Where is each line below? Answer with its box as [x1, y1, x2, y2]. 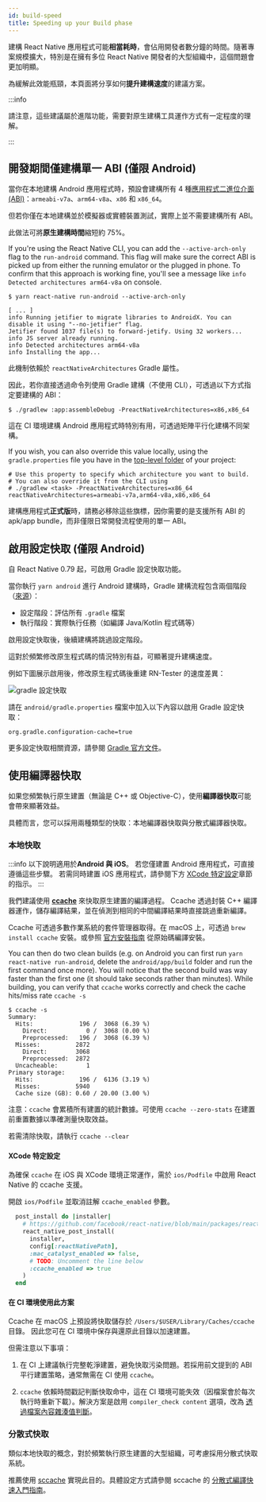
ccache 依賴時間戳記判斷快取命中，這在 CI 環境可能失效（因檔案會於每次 [19, 1387, 256, 1396]
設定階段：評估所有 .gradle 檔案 [19, 608, 125, 618]
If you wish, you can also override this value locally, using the [8, 446, 208, 457]
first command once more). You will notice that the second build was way [8, 966, 248, 975]
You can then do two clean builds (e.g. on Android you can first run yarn [8, 948, 243, 958]
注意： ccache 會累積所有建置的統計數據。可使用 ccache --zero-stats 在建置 [8, 1105, 256, 1114]
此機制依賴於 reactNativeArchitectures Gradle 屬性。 [8, 363, 184, 373]
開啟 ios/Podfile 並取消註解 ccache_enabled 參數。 [8, 1197, 174, 1207]
